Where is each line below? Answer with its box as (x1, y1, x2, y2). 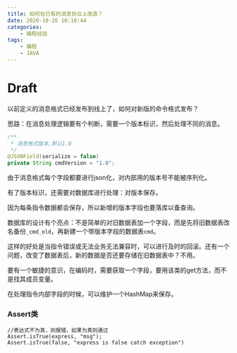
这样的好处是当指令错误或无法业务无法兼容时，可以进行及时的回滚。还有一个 (7, 242, 230, 251)
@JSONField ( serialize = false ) (7, 153, 99, 160)
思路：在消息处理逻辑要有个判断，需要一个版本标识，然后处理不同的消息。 (7, 119, 224, 128)
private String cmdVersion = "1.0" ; (7, 160, 115, 167)
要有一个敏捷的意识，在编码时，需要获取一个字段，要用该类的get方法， (7, 266, 215, 275)
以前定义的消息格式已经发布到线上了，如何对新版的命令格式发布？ (7, 104, 199, 113)
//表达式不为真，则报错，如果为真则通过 (7, 327, 109, 334)
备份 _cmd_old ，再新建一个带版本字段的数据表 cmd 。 (13, 227, 160, 236)
